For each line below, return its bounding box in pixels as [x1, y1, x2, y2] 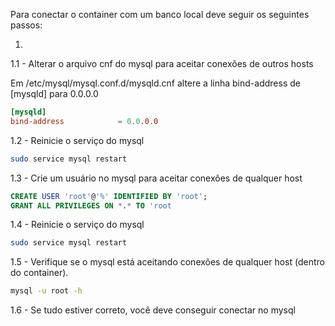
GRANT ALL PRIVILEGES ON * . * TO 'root [10, 200, 172, 211]
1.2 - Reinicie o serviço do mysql [10, 134, 145, 146]
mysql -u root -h [10, 286, 83, 296]
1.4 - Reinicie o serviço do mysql [10, 219, 145, 231]
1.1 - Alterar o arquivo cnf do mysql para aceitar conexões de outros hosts [10, 58, 314, 69]
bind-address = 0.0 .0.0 [10, 116, 159, 126]
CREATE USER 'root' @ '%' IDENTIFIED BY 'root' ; [10, 191, 208, 201]
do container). [10, 267, 69, 279]
